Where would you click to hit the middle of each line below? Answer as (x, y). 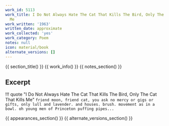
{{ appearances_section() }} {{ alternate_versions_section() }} (69, 118)
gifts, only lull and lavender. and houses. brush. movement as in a (80, 105)
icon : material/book (27, 47)
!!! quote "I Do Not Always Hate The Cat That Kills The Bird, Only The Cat (81, 94)
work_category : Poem (27, 38)
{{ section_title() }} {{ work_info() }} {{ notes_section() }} (64, 67)
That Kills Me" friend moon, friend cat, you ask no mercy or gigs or (79, 100)
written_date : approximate (34, 29)
